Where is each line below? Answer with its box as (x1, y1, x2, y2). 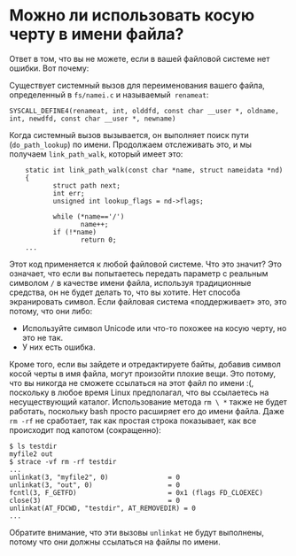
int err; (52, 189, 86, 197)
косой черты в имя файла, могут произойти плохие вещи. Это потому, (9, 368, 277, 379)
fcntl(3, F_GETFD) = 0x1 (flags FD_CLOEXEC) (9, 488, 264, 497)
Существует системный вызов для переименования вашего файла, (9, 80, 266, 90)
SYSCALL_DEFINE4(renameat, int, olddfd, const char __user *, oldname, (9, 106, 279, 115)
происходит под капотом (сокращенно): (9, 424, 161, 435)
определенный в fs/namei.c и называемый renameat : (9, 89, 209, 100)
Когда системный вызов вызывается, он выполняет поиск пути (9, 129, 250, 140)
